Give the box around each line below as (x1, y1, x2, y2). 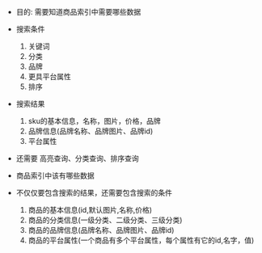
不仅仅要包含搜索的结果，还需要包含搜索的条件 (15, 188, 172, 197)
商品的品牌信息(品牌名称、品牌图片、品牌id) (27, 226, 175, 234)
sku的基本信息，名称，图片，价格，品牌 (27, 116, 161, 125)
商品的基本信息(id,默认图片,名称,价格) (27, 205, 152, 214)
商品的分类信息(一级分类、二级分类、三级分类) (27, 215, 183, 225)
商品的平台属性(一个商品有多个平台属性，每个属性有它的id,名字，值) (27, 235, 255, 245)
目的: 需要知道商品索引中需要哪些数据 (15, 7, 142, 16)
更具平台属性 (27, 72, 71, 81)
